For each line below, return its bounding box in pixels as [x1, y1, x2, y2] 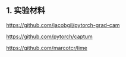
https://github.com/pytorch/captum [6, 33, 93, 40]
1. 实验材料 [6, 5, 46, 16]
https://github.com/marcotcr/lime [6, 44, 87, 51]
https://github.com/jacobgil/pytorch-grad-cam [6, 21, 120, 28]
